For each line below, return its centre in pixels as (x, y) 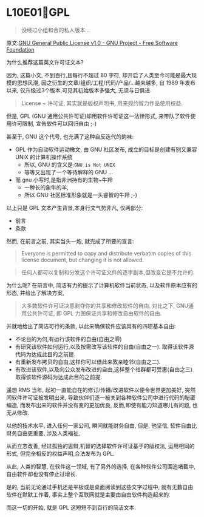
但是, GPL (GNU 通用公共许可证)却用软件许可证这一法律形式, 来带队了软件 (98, 116)
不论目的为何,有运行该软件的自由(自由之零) (69, 339)
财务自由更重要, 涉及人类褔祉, (43, 433)
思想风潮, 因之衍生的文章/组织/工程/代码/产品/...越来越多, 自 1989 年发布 (106, 83)
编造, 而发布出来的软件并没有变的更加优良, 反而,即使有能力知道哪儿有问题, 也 (102, 405)
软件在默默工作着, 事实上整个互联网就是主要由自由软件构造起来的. (89, 495)
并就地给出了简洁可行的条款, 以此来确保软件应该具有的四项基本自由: (91, 326)
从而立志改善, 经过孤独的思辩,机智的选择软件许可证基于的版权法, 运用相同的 (100, 446)
